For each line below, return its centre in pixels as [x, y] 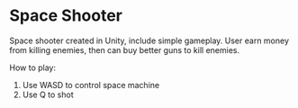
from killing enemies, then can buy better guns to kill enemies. [125, 49]
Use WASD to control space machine [91, 85]
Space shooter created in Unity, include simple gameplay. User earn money [149, 40]
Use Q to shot [48, 94]
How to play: [33, 67]
